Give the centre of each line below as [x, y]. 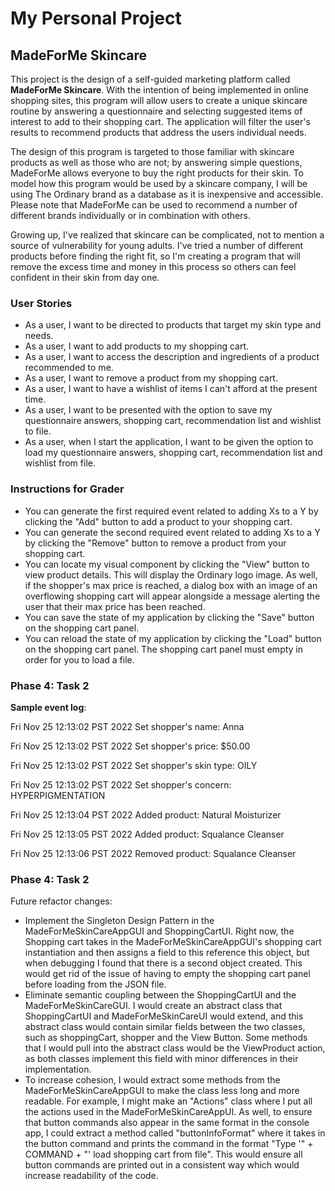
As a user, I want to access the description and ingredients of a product [172, 357]
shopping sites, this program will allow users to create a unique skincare [159, 100]
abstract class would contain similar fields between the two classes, [165, 1027]
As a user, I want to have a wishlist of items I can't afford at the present [171, 389]
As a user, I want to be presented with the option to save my [148, 410]
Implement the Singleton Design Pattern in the [119, 921]
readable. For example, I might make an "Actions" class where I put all [168, 1101]
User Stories [41, 303]
